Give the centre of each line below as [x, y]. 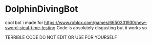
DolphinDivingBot [42, 9]
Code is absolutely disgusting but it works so [102, 27]
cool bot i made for [24, 22]
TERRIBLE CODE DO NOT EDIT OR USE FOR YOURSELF [61, 37]
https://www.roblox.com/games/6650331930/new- [96, 22]
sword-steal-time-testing [30, 27]
